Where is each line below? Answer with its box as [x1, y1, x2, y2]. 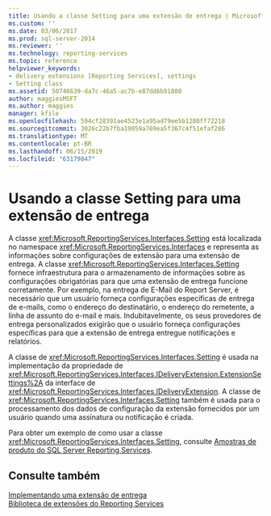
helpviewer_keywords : [8, 65, 81, 73]
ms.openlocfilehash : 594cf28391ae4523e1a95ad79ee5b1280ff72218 [8, 117, 226, 125]
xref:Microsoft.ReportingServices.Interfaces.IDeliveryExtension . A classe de [8, 387, 261, 396]
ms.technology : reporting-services [8, 49, 128, 57]
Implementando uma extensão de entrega [8, 490, 148, 500]
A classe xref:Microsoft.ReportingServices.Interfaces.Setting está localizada [8, 234, 262, 243]
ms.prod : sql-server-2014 [8, 34, 95, 43]
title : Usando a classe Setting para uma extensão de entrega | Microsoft [8, 11, 265, 20]
